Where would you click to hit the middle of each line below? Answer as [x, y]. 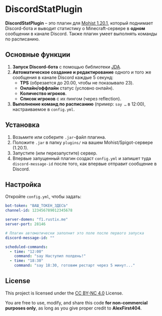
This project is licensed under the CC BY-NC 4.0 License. [64, 293]
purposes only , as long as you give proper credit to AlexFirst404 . [73, 308]
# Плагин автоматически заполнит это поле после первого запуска [74, 233]
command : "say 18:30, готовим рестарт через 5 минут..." [75, 265]
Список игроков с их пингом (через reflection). [70, 98]
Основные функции [38, 55]
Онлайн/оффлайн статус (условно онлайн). [67, 88]
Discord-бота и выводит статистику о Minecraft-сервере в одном [75, 28]
